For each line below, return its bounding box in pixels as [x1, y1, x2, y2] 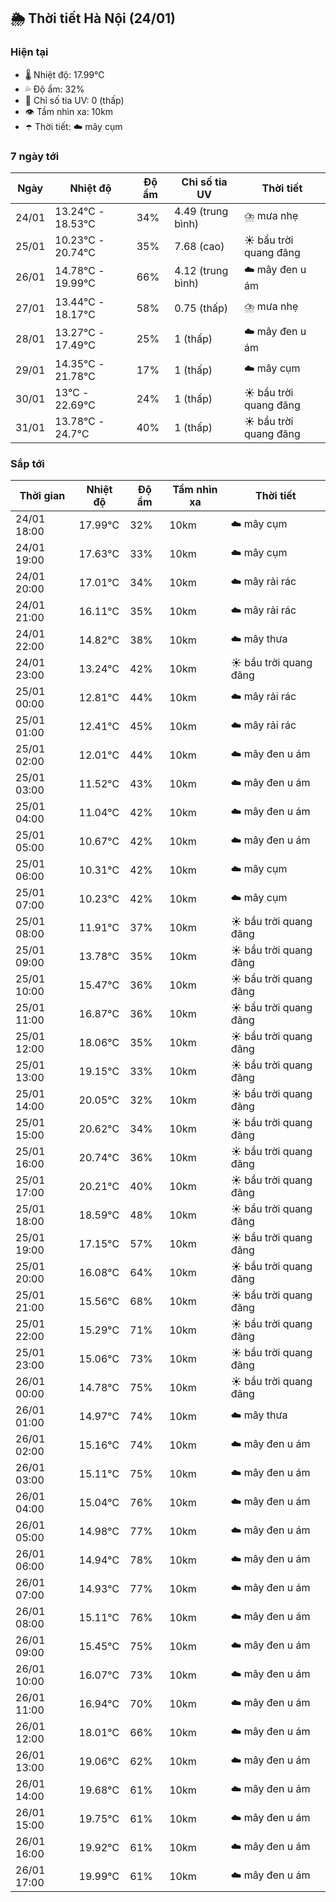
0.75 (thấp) [174, 301, 228, 315]
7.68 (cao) [174, 239, 225, 253]
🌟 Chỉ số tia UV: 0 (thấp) [24, 94, 125, 106]
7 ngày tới [10, 149, 60, 163]
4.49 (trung [174, 204, 229, 218]
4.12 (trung [174, 264, 229, 278]
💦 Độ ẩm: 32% [24, 83, 85, 95]
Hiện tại [10, 45, 49, 59]
